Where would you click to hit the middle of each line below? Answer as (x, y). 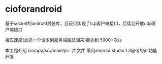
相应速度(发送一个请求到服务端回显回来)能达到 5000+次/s (64, 40)
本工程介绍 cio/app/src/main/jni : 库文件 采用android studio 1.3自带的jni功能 (81, 50)
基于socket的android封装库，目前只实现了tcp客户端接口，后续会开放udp (79, 23)
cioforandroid (34, 9)
